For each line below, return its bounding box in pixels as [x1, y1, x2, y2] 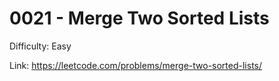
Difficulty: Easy [9, 40, 72, 52]
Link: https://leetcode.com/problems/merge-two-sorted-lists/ [9, 59, 263, 71]
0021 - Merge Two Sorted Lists [9, 7, 270, 30]
